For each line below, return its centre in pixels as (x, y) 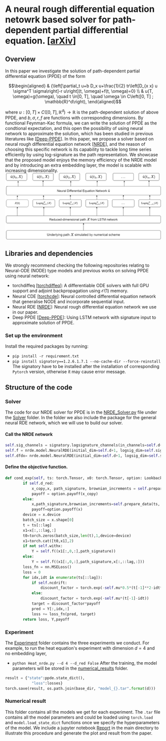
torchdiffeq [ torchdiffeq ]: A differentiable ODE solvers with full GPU (81, 286)
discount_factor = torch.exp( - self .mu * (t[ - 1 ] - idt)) (95, 599)
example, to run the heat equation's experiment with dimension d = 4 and (80, 648)
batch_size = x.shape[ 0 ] (48, 520)
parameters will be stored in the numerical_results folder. (70, 668)
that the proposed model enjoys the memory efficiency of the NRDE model (81, 160)
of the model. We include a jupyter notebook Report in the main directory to (82, 728)
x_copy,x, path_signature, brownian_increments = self (89, 489)
